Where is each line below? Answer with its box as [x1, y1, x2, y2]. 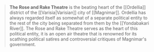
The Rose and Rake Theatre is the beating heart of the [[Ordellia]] [9, 4, 146, 10]
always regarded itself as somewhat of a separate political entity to [9, 15, 148, 20]
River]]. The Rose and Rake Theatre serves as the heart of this [9, 25, 138, 31]
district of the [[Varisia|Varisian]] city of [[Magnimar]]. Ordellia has [9, 9, 146, 15]
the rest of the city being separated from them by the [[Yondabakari [9, 20, 149, 26]
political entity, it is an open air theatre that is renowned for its [9, 31, 137, 36]
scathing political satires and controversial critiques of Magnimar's [9, 36, 147, 42]
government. [9, 41, 36, 47]
